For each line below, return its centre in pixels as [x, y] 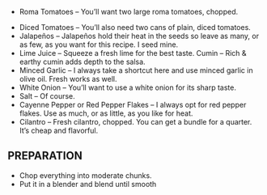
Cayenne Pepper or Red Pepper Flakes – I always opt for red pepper [133, 105]
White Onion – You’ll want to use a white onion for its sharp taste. [127, 87]
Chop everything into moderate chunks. [85, 175]
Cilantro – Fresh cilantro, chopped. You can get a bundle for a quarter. [136, 122]
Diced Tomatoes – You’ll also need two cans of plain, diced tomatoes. [135, 27]
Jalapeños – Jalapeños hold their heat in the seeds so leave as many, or [139, 36]
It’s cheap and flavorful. [59, 130]
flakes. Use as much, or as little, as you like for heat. [106, 113]
